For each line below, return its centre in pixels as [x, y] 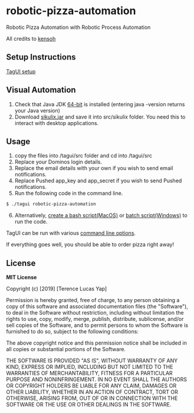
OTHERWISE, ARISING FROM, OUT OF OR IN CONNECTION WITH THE [92, 398]
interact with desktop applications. [57, 123]
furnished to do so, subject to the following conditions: [72, 332]
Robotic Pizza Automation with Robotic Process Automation [78, 27]
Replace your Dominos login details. [58, 162]
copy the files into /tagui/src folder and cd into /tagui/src [83, 156]
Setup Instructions [41, 57]
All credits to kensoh [31, 38]
